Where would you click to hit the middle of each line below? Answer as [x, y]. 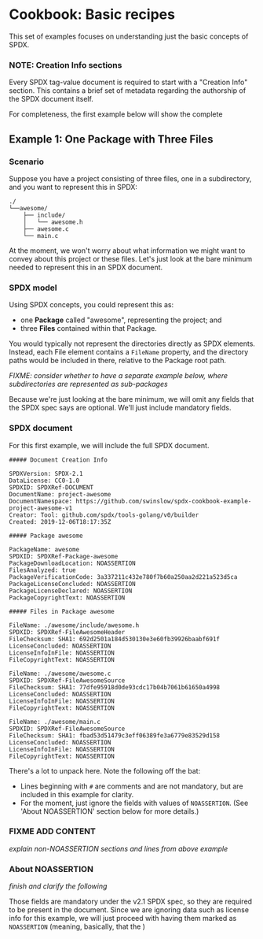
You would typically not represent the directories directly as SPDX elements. [132, 343]
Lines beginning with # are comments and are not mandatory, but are [131, 786]
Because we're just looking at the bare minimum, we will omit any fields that [131, 399]
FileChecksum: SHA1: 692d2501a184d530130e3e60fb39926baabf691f [115, 639]
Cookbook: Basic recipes [92, 15]
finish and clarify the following [58, 886]
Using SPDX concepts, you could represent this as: [91, 305]
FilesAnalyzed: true [43, 570]
